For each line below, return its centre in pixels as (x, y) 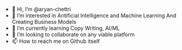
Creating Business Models (44, 22)
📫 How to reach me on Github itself (56, 41)
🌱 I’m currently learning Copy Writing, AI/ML (66, 28)
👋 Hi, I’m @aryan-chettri (41, 9)
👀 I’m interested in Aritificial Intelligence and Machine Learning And (94, 15)
